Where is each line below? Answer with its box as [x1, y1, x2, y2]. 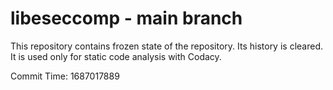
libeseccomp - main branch [10, 7, 243, 30]
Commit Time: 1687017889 [10, 70, 120, 82]
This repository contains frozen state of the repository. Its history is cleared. [10, 40, 323, 52]
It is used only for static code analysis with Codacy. [10, 50, 222, 62]
